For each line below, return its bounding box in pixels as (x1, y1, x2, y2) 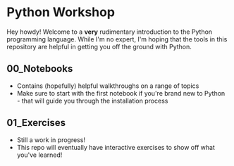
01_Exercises (6, 117, 66, 129)
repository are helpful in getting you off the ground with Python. (6, 42, 192, 51)
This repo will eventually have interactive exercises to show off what (16, 143, 216, 151)
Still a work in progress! (16, 135, 86, 144)
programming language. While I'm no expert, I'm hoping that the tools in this (6, 34, 228, 43)
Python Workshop (6, 4, 116, 20)
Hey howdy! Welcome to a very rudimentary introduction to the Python (6, 27, 213, 36)
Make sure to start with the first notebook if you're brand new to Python (16, 89, 226, 97)
